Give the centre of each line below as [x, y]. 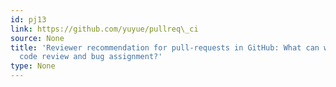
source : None [37, 38]
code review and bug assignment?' [91, 57]
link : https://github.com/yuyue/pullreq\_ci [104, 29]
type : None [33, 66]
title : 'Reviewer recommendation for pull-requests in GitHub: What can [165, 47]
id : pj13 [28, 19]
